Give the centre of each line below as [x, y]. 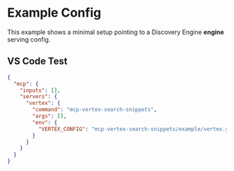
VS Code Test [37, 62]
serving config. [29, 39]
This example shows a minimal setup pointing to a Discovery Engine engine [116, 32]
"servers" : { [39, 97]
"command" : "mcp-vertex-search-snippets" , [95, 110]
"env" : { [45, 122]
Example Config [54, 13]
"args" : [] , [50, 116]
